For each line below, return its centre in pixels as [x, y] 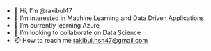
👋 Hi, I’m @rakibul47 [43, 11]
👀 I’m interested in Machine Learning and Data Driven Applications [109, 18]
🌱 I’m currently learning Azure [56, 25]
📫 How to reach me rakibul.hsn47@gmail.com [81, 40]
